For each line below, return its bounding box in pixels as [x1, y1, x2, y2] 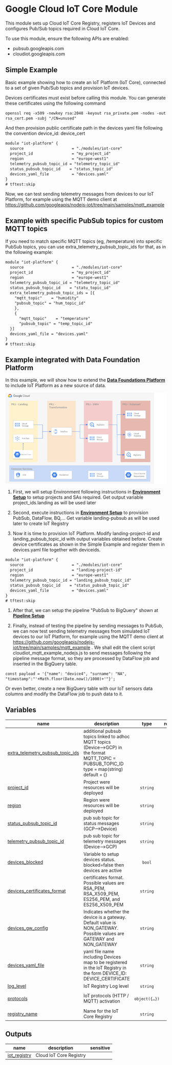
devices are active [83, 867, 122, 873]
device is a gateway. [83, 914, 126, 920]
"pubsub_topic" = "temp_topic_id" [18, 321, 93, 326]
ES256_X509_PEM [83, 902, 124, 908]
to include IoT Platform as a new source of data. [5, 382, 106, 388]
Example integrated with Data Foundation [5, 355, 140, 364]
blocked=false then [83, 862, 124, 868]
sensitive [90, 1045, 111, 1051]
